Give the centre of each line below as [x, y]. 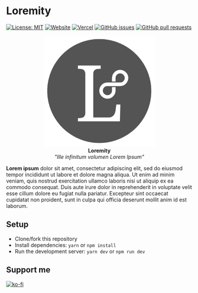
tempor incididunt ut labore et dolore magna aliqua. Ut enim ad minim [90, 174]
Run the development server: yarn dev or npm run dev [80, 251]
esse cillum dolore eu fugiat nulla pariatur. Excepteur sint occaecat [87, 193]
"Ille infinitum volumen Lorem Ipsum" [99, 157]
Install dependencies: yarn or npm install [65, 245]
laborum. [17, 206]
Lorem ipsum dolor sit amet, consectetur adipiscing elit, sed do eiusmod [95, 168]
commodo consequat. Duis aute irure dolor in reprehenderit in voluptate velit [99, 187]
